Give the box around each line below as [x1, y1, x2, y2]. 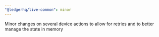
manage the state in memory [4, 26, 63, 32]
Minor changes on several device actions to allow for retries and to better [4, 21, 155, 27]
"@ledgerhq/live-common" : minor [4, 7, 71, 12]
